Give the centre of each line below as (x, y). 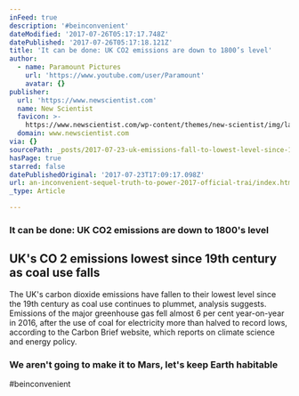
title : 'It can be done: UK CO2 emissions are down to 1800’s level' (141, 51)
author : (24, 59)
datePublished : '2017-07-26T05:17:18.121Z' (91, 42)
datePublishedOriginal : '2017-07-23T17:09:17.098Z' (107, 174)
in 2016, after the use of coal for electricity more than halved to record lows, (148, 322)
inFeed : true (33, 17)
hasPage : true (36, 158)
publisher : (29, 92)
